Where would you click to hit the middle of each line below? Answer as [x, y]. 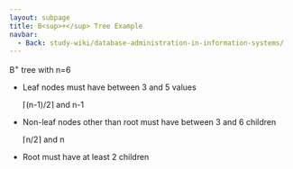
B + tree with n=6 [40, 69]
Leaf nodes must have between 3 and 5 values [109, 87]
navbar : [24, 34]
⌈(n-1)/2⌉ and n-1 [53, 104]
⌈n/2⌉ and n [43, 139]
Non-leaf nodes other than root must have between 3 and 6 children [149, 121]
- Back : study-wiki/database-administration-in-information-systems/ [151, 43]
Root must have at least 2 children [86, 156]
